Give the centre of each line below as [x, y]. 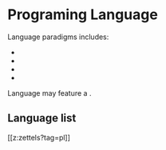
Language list [42, 118]
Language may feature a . [49, 93]
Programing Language [83, 15]
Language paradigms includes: [58, 37]
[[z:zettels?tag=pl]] [39, 137]
